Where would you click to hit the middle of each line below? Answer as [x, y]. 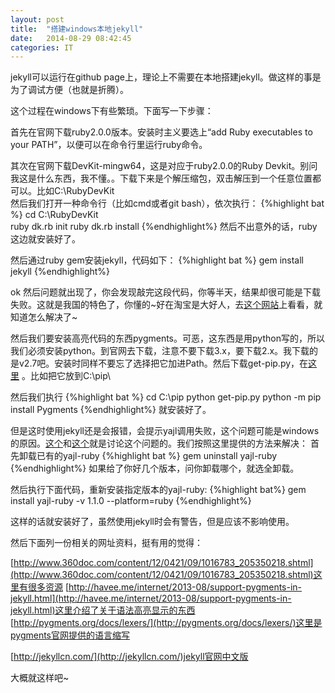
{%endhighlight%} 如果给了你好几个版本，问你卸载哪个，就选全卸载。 [155, 468]
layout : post [37, 19]
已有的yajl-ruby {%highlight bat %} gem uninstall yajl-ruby [157, 456]
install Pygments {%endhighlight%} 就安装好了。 [111, 410]
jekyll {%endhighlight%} [60, 272]
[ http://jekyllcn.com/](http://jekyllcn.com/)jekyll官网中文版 [129, 657]
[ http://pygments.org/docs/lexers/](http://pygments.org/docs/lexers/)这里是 [166, 623]
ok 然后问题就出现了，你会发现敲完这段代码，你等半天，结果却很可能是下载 [166, 292]
